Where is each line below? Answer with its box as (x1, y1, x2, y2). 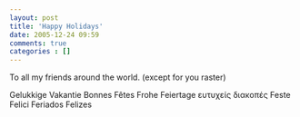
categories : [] (9, 47, 71, 56)
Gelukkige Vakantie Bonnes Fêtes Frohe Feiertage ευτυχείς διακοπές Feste (9, 90, 291, 101)
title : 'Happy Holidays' (9, 22, 104, 31)
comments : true (9, 38, 67, 48)
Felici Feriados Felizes (9, 99, 93, 110)
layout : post (9, 13, 59, 23)
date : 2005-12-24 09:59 (9, 30, 100, 39)
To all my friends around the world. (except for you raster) (9, 72, 226, 83)
